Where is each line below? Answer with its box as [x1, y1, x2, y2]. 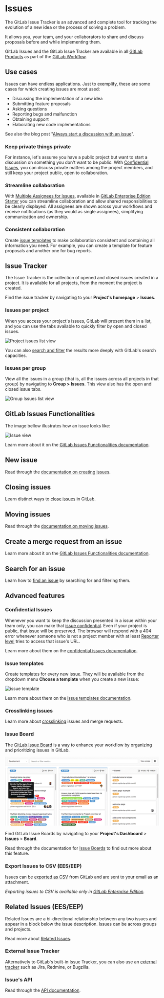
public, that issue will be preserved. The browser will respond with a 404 [5, 628, 151, 634]
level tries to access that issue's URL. [5, 638, 81, 644]
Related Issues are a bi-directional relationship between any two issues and [5, 915, 157, 922]
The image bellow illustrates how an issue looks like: [5, 422, 111, 428]
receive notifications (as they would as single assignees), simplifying [5, 209, 143, 215]
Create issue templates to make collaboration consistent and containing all [5, 237, 155, 243]
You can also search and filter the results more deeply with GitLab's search [5, 347, 156, 353]
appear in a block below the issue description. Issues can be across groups [5, 921, 157, 927]
